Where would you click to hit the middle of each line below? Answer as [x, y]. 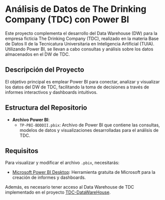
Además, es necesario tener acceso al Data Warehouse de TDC [70, 187]
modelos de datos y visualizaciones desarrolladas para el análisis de [89, 130]
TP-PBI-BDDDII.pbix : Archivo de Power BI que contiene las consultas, [90, 125]
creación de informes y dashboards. [49, 178]
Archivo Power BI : [31, 120]
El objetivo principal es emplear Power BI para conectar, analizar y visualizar [82, 81]
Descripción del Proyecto [45, 70]
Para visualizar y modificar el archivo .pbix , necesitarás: [62, 163]
